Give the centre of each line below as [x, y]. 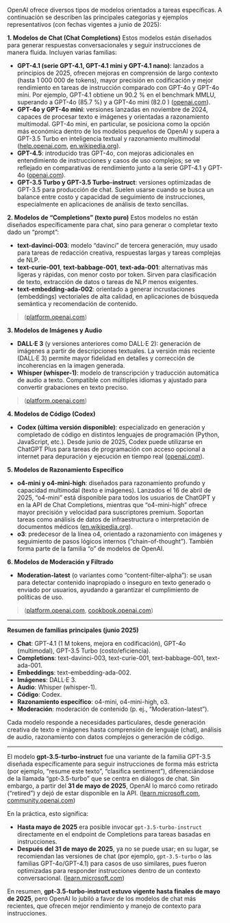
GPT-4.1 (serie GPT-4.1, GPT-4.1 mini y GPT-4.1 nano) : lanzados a [110, 66]
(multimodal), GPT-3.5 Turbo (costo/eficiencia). [84, 651]
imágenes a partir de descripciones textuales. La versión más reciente [116, 351]
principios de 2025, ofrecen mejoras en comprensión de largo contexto [117, 73]
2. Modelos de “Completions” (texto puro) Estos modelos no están [103, 218]
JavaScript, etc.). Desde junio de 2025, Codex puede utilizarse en [110, 442]
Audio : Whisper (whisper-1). [57, 687]
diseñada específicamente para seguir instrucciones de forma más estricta [113, 764]
